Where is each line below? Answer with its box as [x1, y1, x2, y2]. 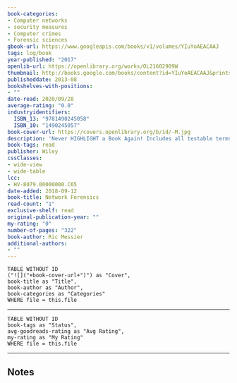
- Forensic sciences [7, 37, 68, 44]
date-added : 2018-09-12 [7, 188, 78, 195]
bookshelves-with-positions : [7, 83, 93, 90]
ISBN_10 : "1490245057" [13, 121, 80, 129]
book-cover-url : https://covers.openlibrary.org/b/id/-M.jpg [7, 128, 191, 135]
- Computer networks [7, 17, 68, 24]
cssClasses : [7, 154, 42, 162]
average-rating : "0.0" [7, 102, 74, 109]
